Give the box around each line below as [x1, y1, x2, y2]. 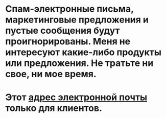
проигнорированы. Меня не [5, 36, 131, 48]
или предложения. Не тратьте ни [5, 57, 154, 69]
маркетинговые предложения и [5, 14, 149, 26]
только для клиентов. [5, 103, 102, 114]
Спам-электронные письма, [5, 3, 134, 15]
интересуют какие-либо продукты [5, 46, 162, 58]
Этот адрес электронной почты [5, 91, 148, 103]
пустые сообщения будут [5, 25, 120, 36]
